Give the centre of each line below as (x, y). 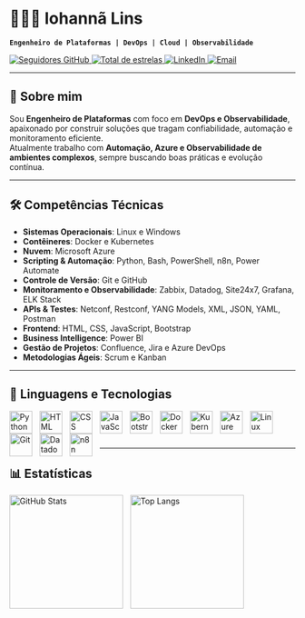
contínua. (27, 166)
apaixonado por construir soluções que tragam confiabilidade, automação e (151, 128)
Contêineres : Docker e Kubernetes (88, 241)
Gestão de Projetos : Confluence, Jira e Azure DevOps (124, 347)
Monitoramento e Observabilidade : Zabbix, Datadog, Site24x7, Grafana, (158, 289)
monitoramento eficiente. (56, 138)
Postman (39, 318)
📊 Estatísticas (51, 473)
